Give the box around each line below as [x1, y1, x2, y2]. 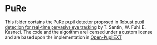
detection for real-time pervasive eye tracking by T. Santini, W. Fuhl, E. [5, 24, 146, 30]
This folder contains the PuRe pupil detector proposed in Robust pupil [5, 19, 145, 25]
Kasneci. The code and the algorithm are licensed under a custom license [5, 29, 153, 35]
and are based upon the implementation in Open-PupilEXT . [5, 34, 123, 40]
